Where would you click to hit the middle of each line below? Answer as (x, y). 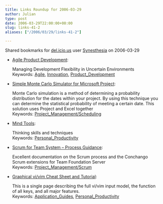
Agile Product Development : (40, 60)
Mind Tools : (24, 123)
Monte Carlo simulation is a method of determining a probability (76, 93)
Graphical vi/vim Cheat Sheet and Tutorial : (54, 176)
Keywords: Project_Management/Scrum (52, 167)
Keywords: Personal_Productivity (45, 138)
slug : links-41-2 (23, 28)
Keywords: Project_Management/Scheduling (56, 114)
